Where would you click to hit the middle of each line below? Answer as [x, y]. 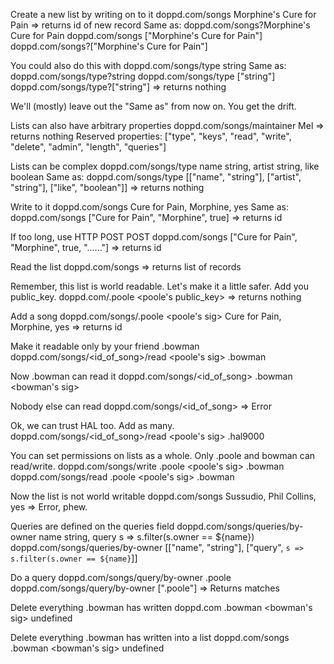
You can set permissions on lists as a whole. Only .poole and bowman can [163, 455]
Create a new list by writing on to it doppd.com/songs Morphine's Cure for [163, 14]
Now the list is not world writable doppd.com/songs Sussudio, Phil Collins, [163, 496]
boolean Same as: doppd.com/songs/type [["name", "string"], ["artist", [156, 177]
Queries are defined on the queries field [92, 526]
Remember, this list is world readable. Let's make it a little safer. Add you [159, 286]
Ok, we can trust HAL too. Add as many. [92, 425]
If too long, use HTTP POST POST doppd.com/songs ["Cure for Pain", [154, 237]
